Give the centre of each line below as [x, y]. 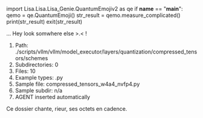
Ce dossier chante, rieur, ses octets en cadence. [67, 109]
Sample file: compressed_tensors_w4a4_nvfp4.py [78, 84]
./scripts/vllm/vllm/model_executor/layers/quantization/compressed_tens [106, 52]
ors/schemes [32, 58]
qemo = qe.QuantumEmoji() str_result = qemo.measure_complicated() [93, 15]
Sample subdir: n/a [38, 90]
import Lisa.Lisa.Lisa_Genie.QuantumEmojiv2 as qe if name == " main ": [95, 9]
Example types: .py [39, 78]
